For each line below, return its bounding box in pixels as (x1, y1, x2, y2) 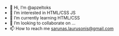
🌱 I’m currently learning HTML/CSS (9, 15, 80, 20)
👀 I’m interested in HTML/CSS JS (9, 10, 76, 16)
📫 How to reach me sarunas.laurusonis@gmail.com (9, 26, 114, 31)
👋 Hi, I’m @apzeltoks (9, 5, 51, 10)
